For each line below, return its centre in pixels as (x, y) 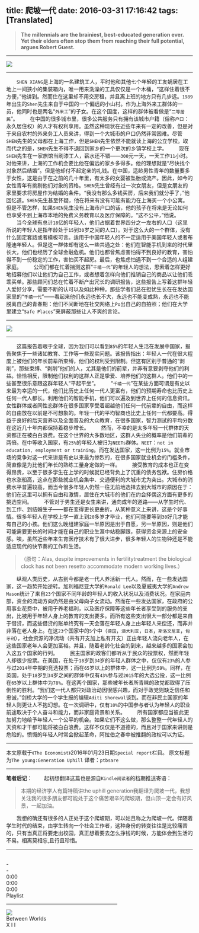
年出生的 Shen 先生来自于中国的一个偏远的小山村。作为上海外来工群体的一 (94, 104)
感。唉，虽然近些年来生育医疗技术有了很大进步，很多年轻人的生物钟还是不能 (99, 539)
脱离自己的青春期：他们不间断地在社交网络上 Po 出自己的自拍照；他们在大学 (97, 303)
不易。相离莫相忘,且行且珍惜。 (44, 840)
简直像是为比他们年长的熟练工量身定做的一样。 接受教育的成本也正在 (95, 465)
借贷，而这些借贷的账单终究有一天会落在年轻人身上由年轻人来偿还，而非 (99, 623)
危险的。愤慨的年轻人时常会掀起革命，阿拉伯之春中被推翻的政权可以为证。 (97, 734)
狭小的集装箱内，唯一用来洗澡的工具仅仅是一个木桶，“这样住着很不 (108, 89)
